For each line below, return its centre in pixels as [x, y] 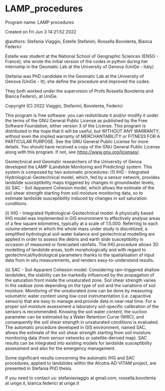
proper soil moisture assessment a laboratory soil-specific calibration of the [82, 306]
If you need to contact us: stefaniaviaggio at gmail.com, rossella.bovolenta [81, 378]
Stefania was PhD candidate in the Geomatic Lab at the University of [75, 76]
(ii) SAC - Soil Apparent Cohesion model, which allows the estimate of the [80, 187]
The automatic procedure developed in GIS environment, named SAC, [76, 327]
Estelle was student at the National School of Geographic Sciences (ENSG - [82, 56]
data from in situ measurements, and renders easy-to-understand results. [80, 260]
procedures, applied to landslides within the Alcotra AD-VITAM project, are [81, 363]
